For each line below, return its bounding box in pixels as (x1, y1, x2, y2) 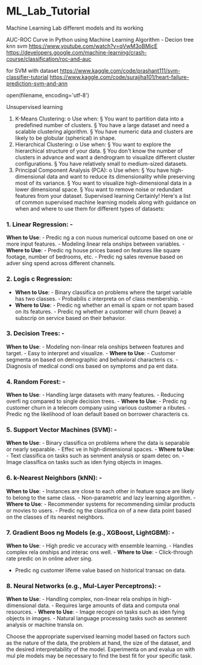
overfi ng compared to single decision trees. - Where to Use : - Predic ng (6, 398, 187, 405)
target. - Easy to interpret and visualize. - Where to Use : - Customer (6, 349, 176, 356)
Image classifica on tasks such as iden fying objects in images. (6, 459, 163, 466)
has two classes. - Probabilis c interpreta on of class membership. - (14, 295, 184, 302)
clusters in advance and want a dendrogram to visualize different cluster (14, 153, 195, 161)
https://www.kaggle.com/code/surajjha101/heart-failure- (49, 73, 189, 80)
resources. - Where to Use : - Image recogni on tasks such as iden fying (6, 608, 185, 615)
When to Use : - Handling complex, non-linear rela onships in (6, 595, 157, 603)
